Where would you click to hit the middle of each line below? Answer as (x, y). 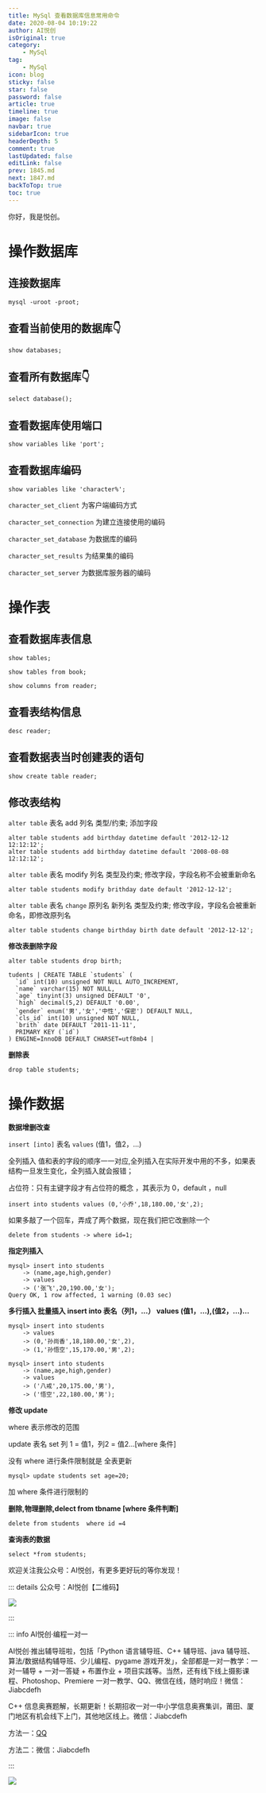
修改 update (28, 1410)
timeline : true (33, 112)
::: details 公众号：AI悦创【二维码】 (66, 1587)
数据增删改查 (29, 1127)
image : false (30, 119)
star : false (28, 89)
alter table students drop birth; (66, 961)
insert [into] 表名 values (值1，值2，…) (75, 1144)
